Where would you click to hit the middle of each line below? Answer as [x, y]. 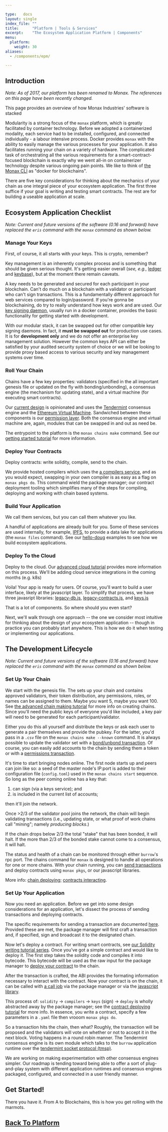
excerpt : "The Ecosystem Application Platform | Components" [74, 33]
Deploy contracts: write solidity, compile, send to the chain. [66, 462]
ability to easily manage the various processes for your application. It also [81, 144]
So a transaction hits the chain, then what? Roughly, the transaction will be [82, 1027]
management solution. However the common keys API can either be [75, 342]
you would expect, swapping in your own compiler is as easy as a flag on [81, 477]
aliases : [14, 51]
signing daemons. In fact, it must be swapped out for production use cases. [84, 331]
